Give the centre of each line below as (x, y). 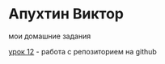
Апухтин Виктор (66, 14)
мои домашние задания (50, 36)
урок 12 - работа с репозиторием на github (83, 51)
